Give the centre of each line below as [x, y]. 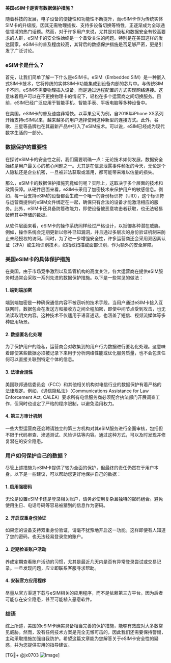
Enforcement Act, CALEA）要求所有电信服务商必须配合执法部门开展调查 [81, 397]
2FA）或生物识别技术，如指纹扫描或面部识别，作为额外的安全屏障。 [85, 245]
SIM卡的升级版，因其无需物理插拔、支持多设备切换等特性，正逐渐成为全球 [83, 25]
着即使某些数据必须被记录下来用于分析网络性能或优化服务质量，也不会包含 [83, 353]
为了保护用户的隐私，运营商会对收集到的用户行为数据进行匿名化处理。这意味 [85, 347]
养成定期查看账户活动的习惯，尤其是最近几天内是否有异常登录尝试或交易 [81, 562]
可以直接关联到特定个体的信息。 [43, 360]
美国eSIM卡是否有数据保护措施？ [40, 8]
